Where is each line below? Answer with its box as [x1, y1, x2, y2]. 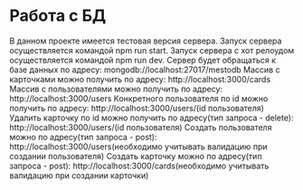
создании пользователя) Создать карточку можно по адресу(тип [9, 150, 262, 161]
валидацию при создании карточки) [9, 169, 149, 181]
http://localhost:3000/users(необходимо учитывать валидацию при [9, 141, 269, 152]
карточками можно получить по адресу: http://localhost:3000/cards [9, 73, 271, 84]
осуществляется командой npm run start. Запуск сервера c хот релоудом [9, 44, 295, 55]
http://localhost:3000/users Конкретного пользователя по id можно [9, 92, 269, 104]
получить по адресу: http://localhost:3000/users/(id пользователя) [9, 102, 265, 113]
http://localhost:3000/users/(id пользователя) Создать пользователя [9, 121, 272, 132]
